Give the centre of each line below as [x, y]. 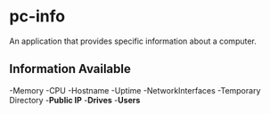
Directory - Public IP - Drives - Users [75, 100]
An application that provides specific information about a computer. [133, 41]
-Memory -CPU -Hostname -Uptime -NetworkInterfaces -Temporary [135, 90]
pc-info [37, 16]
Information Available [70, 69]
